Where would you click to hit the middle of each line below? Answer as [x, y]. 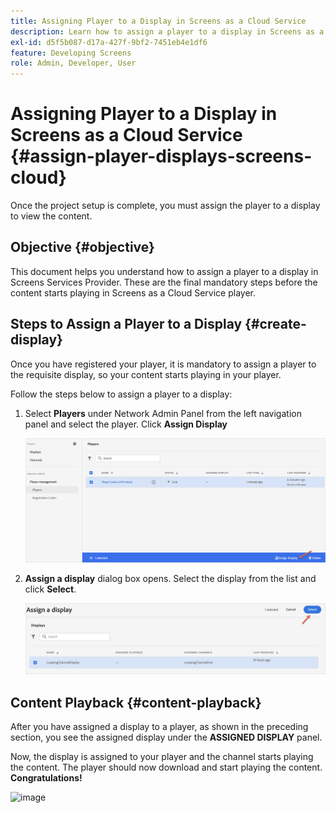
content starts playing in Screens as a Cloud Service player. [133, 292]
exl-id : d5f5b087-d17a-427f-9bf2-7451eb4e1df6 [109, 42]
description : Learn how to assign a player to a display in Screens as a [167, 31]
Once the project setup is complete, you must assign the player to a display [165, 206]
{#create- [275, 324]
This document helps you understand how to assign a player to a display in [164, 271]
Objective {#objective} [82, 247]
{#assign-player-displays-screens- [161, 156]
